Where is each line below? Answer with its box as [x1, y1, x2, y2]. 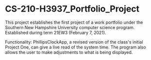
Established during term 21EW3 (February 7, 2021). [5, 30, 106, 35]
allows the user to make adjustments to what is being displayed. [5, 49, 133, 55]
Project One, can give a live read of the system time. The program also [5, 44, 147, 50]
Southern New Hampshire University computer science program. [5, 24, 135, 30]
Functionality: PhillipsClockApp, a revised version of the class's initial [5, 39, 143, 45]
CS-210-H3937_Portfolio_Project [5, 3, 140, 15]
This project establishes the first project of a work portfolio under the [5, 19, 143, 25]
